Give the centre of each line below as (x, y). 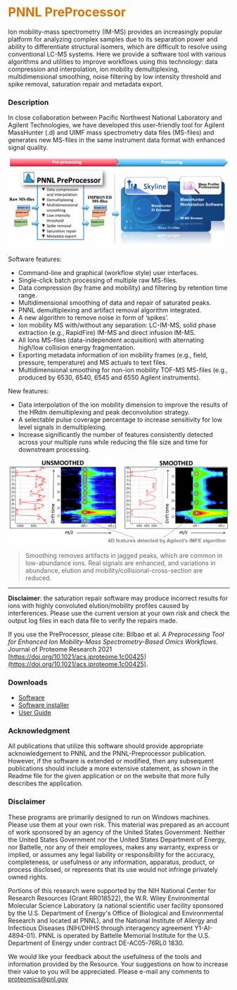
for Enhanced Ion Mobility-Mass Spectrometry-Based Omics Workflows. (113, 642)
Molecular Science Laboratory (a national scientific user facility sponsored (116, 906)
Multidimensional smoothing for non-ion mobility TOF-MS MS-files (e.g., (123, 369)
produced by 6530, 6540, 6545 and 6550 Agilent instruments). (109, 377)
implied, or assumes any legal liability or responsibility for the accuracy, (111, 854)
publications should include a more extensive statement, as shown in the (113, 768)
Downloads (28, 682)
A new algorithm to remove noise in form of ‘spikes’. (93, 317)
